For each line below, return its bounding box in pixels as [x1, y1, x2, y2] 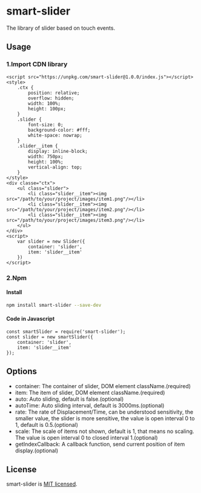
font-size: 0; [28, 121, 64, 128]
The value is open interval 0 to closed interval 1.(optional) [15, 434, 159, 441]
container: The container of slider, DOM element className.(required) [15, 382, 191, 389]
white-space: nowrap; [28, 132, 83, 138]
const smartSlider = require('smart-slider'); [6, 329, 126, 335]
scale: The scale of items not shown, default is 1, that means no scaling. [15, 428, 195, 435]
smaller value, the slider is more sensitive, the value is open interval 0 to [15, 414, 195, 422]
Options [6, 366, 38, 377]
